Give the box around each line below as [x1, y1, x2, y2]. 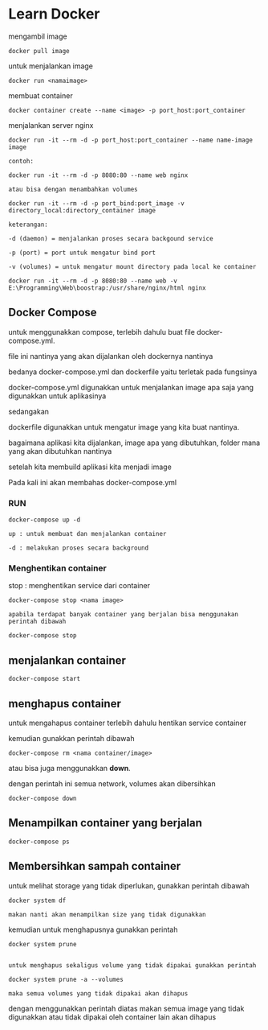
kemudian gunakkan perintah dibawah [8, 733, 135, 743]
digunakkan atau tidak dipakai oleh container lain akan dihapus [8, 1011, 217, 1022]
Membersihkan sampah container [8, 859, 181, 873]
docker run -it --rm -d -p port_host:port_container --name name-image [8, 136, 253, 144]
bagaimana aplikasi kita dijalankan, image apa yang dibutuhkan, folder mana [8, 438, 261, 447]
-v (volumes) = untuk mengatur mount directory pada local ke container [8, 262, 257, 270]
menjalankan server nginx [8, 120, 94, 130]
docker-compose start [8, 675, 81, 683]
